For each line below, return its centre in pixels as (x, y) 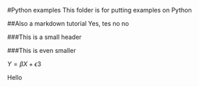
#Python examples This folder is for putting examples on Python (99, 10)
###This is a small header (44, 37)
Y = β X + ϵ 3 (24, 64)
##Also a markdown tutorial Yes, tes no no (68, 23)
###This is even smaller (42, 50)
